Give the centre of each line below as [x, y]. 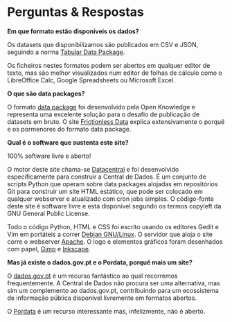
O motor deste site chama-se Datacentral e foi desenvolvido [93, 169]
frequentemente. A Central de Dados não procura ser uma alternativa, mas [114, 283]
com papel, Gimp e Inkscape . [49, 249]
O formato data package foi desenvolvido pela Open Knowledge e [101, 107]
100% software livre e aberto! [49, 156]
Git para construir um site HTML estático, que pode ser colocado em [105, 191]
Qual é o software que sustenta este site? [68, 142]
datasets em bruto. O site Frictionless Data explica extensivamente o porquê [116, 121]
